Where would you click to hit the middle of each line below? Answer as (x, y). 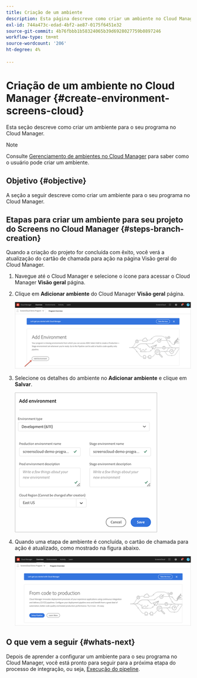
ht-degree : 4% (23, 50)
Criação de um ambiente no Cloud (90, 86)
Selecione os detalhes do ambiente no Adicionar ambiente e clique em (101, 378)
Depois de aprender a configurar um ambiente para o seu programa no (92, 656)
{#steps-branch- (152, 229)
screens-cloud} (45, 110)
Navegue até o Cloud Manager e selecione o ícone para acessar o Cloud (102, 276)
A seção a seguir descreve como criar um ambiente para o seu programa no (98, 195)
